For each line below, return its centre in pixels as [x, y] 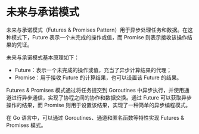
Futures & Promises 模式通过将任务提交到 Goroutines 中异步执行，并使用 [95, 90]
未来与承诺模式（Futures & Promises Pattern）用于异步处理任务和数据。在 [97, 30]
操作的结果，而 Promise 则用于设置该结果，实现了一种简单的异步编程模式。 [99, 105]
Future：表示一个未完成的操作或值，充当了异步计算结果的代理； [93, 70]
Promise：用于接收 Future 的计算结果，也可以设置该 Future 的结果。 [98, 77]
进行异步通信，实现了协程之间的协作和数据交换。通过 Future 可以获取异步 [102, 97]
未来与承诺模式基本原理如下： [43, 57]
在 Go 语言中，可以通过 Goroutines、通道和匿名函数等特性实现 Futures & [95, 117]
